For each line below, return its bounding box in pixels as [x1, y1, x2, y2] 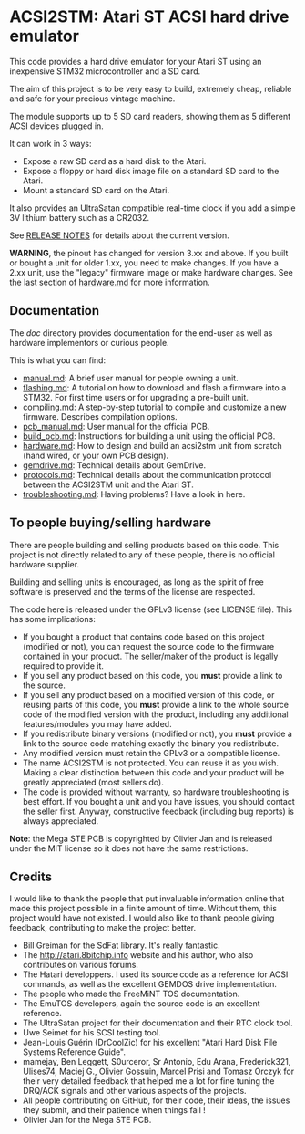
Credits [9, 869, 53, 884]
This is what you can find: [9, 354, 107, 366]
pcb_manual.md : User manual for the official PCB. [22, 421, 210, 432]
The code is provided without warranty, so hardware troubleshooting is [22, 786, 290, 797]
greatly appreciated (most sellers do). [22, 776, 164, 787]
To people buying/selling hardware [9, 515, 212, 531]
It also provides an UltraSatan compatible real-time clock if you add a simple [9, 203, 296, 213]
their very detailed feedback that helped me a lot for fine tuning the [22, 1076, 275, 1087]
